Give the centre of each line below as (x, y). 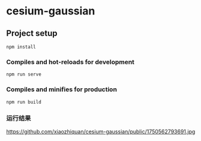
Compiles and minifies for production (61, 89)
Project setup (32, 33)
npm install (21, 47)
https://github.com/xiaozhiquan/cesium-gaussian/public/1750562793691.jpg (101, 131)
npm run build (24, 102)
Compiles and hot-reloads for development (70, 62)
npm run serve (24, 74)
